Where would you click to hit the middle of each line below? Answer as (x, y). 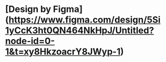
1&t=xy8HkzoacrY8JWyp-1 (63, 52)
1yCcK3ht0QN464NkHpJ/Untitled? (79, 30)
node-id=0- (30, 41)
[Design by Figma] (44, 9)
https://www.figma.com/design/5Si (85, 20)
